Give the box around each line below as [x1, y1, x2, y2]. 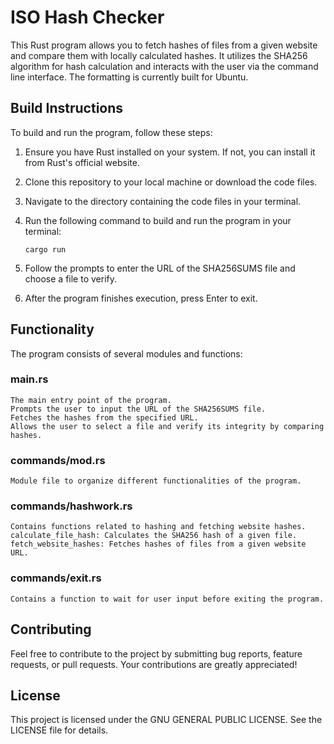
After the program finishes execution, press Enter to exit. [24, 292, 258, 304]
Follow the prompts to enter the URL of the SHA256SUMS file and [24, 262, 296, 274]
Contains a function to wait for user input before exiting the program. [10, 594, 325, 604]
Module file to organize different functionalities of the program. [10, 476, 302, 486]
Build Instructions [10, 100, 124, 117]
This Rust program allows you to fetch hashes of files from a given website [10, 39, 318, 51]
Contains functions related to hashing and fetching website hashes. [10, 522, 307, 532]
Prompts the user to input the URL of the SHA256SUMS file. [10, 404, 267, 414]
